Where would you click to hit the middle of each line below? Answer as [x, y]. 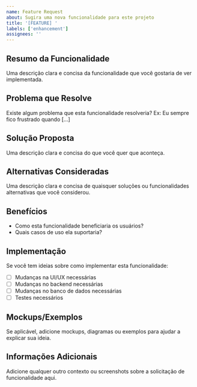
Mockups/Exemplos [44, 317]
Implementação [36, 251]
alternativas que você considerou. [48, 193]
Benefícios [27, 211]
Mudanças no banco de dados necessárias [68, 291]
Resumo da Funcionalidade [58, 59]
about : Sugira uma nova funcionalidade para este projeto [80, 17]
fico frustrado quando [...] [38, 119]
